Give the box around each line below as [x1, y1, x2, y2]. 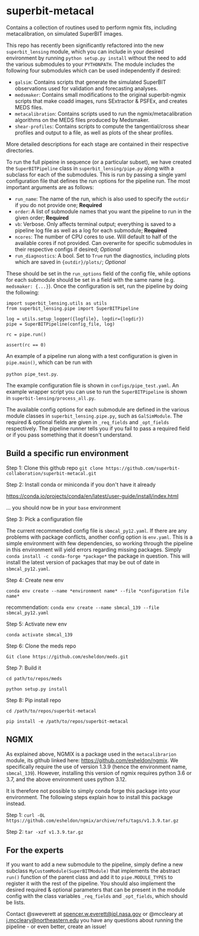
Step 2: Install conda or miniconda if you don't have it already [6, 480, 156, 488]
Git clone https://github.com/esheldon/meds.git [6, 654, 129, 659]
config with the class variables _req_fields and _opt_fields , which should [6, 893, 188, 900]
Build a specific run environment [6, 448, 129, 458]
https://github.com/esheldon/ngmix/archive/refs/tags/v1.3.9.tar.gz [6, 818, 179, 824]
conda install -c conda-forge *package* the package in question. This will [6, 552, 191, 560]
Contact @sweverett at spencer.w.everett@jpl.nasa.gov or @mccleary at [6, 910, 184, 918]
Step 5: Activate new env [6, 620, 67, 627]
